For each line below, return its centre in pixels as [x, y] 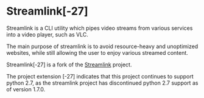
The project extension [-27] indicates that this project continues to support [100, 76]
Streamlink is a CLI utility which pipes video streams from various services [100, 28]
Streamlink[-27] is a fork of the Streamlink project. [69, 65]
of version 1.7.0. [26, 89]
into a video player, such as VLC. [47, 34]
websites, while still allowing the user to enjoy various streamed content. [97, 52]
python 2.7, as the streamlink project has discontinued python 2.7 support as [102, 83]
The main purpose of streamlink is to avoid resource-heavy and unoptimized [102, 46]
